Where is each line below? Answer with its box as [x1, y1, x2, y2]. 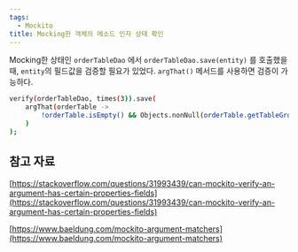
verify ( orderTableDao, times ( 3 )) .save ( [9, 95, 157, 103]
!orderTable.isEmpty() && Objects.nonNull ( [41, 111, 204, 120]
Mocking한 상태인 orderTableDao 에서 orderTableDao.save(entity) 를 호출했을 [9, 55, 288, 65]
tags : [9, 12, 29, 22]
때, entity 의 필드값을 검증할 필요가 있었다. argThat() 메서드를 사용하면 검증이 [9, 65, 279, 76]
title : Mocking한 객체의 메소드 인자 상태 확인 [9, 29, 164, 38]
